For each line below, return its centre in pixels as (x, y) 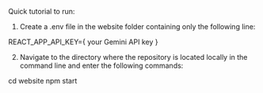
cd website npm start (43, 81)
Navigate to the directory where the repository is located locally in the (133, 57)
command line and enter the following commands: (101, 65)
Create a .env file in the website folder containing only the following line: (137, 26)
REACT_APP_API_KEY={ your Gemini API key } (83, 42)
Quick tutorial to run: (42, 11)
